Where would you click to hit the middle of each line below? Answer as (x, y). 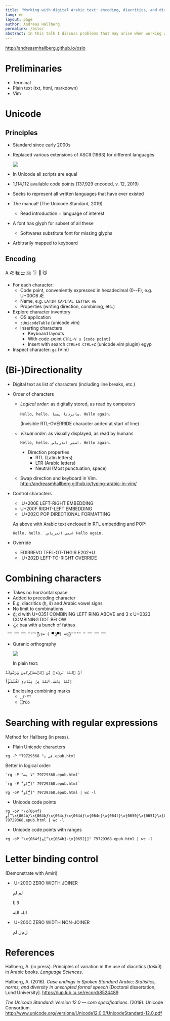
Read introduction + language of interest (62, 213)
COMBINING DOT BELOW (39, 619)
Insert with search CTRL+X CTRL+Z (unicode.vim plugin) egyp (90, 344)
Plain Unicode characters (39, 747)
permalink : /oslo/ (25, 29)
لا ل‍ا (16, 903)
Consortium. (18, 1008)
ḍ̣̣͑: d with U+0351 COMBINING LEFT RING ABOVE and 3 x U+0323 (81, 614)
